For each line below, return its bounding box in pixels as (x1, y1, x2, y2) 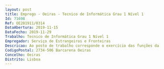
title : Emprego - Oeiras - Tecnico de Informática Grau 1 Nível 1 (5, 12, 144, 17)
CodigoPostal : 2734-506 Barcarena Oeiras (5, 48, 91, 52)
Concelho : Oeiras (5, 52, 41, 57)
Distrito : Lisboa (5, 57, 41, 62)
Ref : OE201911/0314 (5, 20, 45, 26)
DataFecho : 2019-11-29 (5, 30, 52, 34)
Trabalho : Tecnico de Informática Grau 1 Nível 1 (5, 34, 109, 39)
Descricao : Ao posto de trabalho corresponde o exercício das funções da (5, 43, 160, 48)
